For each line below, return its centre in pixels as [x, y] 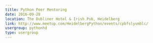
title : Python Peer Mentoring [36, 10]
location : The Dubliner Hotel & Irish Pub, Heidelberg [62, 19]
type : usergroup [22, 33]
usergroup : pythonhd [26, 28]
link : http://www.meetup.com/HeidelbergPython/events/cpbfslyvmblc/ [77, 23]
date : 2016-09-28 [23, 14]
